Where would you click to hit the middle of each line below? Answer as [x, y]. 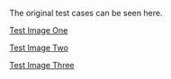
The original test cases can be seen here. [86, 13]
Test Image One [39, 30]
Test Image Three [42, 65]
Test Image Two [39, 48]
